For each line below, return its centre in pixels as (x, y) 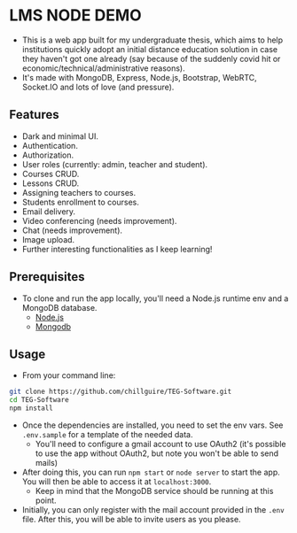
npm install (31, 408)
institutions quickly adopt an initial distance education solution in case (150, 49)
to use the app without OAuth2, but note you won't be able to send (157, 453)
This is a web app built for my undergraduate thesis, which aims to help (152, 40)
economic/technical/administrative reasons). (103, 68)
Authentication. (50, 145)
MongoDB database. (59, 307)
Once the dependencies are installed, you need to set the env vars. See (152, 425)
